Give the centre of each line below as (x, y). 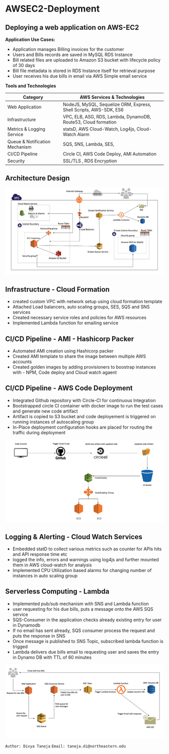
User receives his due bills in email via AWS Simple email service (80, 76)
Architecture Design (37, 178)
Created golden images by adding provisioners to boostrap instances (84, 367)
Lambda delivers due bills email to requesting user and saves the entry (86, 652)
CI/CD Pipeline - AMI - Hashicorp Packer (70, 339)
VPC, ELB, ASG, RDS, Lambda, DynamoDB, (107, 117)
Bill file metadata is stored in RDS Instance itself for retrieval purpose (84, 71)
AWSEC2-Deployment (53, 9)
